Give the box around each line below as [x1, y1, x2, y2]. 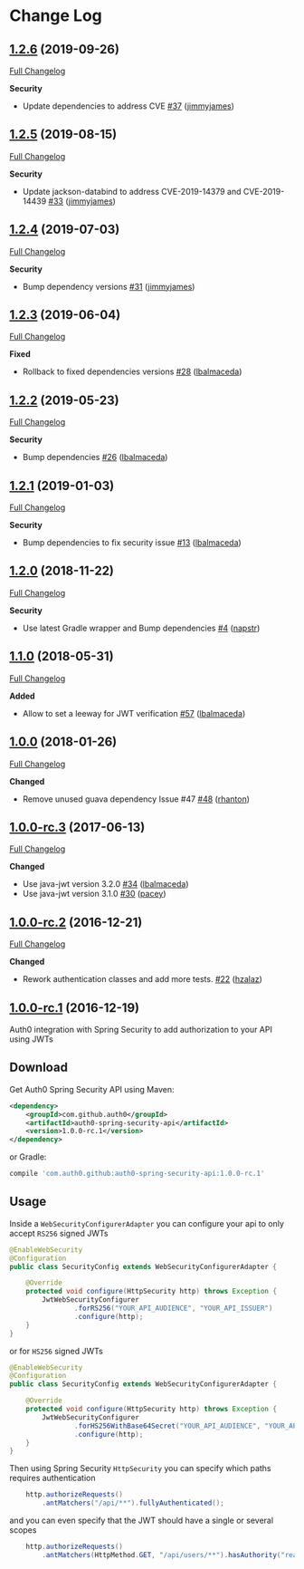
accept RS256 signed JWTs [9, 1227, 109, 1238]
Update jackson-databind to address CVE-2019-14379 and [22, 186, 242, 197]
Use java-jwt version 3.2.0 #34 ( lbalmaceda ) [22, 879, 189, 890]
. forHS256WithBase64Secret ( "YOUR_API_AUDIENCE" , [73, 1421, 261, 1430]
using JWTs [9, 1034, 54, 1044]
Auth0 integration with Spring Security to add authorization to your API [9, 1024, 273, 1035]
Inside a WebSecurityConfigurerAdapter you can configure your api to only [9, 1218, 285, 1228]
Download [9, 1060, 68, 1075]
